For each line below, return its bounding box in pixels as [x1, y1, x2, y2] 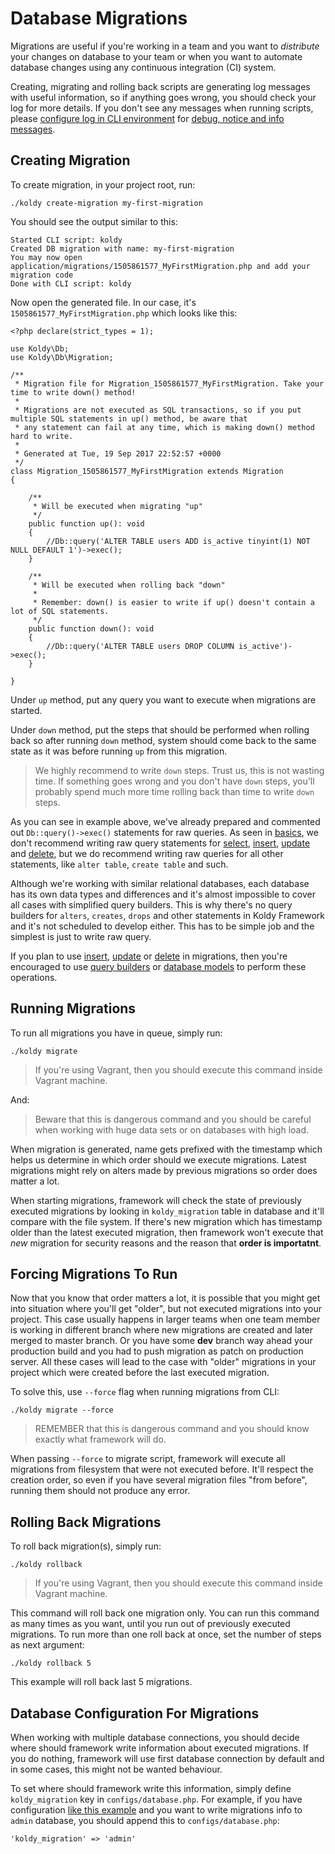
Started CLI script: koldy [10, 235, 123, 245]
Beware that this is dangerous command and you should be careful [34, 1113, 312, 1125]
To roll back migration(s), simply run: [10, 1540, 162, 1552]
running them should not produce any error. [10, 1485, 191, 1497]
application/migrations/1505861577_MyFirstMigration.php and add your [10, 261, 311, 271]
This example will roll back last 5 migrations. [10, 1676, 193, 1688]
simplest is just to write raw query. [10, 930, 152, 942]
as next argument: [10, 1639, 85, 1651]
